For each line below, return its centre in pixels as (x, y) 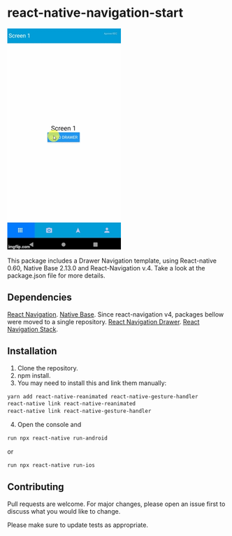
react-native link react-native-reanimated (72, 404)
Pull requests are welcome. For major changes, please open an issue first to (116, 504)
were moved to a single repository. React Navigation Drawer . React (103, 321)
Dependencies (39, 297)
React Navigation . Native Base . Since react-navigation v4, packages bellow (116, 314)
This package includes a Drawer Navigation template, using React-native (112, 261)
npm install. (34, 375)
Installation (32, 351)
